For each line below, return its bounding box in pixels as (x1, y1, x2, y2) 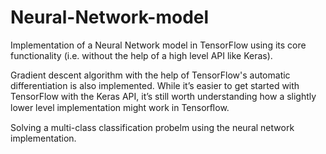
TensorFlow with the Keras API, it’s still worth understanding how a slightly (10, 90, 317, 102)
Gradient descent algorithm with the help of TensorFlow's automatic (10, 69, 291, 81)
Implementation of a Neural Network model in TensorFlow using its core (10, 39, 307, 51)
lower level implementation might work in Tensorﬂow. (10, 101, 230, 113)
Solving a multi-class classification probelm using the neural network (10, 121, 295, 133)
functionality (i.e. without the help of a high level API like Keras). (10, 49, 273, 61)
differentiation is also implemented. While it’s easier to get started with (10, 79, 300, 91)
